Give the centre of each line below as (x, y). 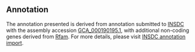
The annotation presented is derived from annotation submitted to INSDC (95, 24)
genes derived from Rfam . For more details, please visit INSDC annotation (96, 36)
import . (15, 43)
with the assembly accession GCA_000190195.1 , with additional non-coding (98, 30)
